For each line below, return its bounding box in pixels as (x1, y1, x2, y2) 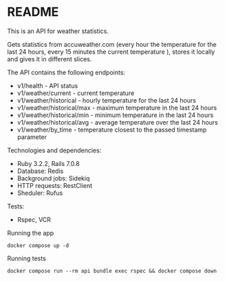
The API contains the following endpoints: (7, 68, 126, 76)
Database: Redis (17, 167, 64, 175)
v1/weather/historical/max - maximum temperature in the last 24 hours (17, 103, 217, 112)
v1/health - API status (17, 81, 78, 90)
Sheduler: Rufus (17, 189, 63, 197)
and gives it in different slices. (7, 54, 92, 63)
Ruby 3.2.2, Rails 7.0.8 (17, 159, 81, 167)
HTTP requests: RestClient (17, 181, 93, 189)
